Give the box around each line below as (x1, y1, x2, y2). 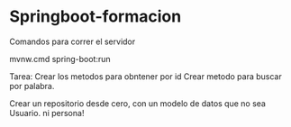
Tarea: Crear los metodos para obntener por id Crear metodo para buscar (9, 70, 282, 82)
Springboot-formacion (9, 6, 182, 27)
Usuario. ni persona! (9, 107, 85, 118)
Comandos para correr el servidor (9, 36, 136, 47)
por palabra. (9, 80, 55, 91)
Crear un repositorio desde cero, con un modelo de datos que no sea (9, 97, 266, 109)
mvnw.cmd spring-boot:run (9, 53, 111, 64)
